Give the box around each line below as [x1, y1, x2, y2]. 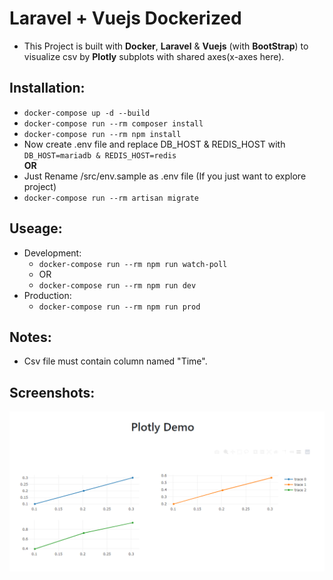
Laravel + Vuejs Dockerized [9, 7, 242, 30]
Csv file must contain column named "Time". [23, 355, 208, 367]
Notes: [9, 328, 52, 346]
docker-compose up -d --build [23, 108, 151, 118]
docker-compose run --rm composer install [23, 118, 204, 129]
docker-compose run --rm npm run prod [38, 302, 201, 312]
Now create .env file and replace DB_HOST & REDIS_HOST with [23, 138, 286, 150]
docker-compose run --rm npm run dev [38, 280, 197, 291]
